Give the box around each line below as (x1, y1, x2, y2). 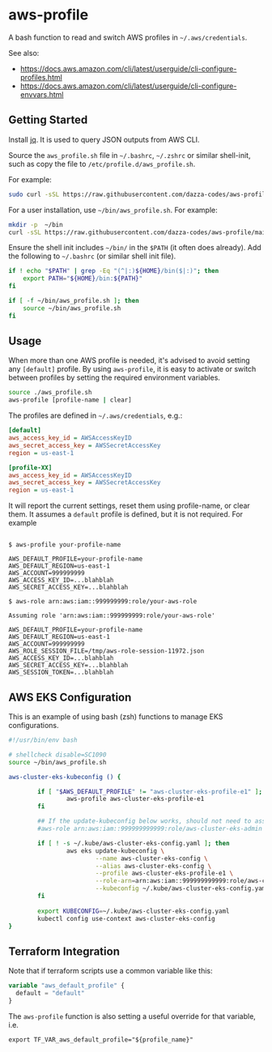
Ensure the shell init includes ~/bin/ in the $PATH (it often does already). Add (8, 243, 261, 253)
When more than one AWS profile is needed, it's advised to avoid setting (8, 356, 250, 365)
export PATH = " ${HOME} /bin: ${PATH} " (23, 275, 143, 283)
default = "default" (15, 990, 85, 998)
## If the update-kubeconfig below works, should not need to (37, 817, 252, 825)
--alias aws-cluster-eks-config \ (95, 862, 212, 870)
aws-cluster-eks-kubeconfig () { (8, 773, 121, 781)
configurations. (8, 721, 59, 730)
